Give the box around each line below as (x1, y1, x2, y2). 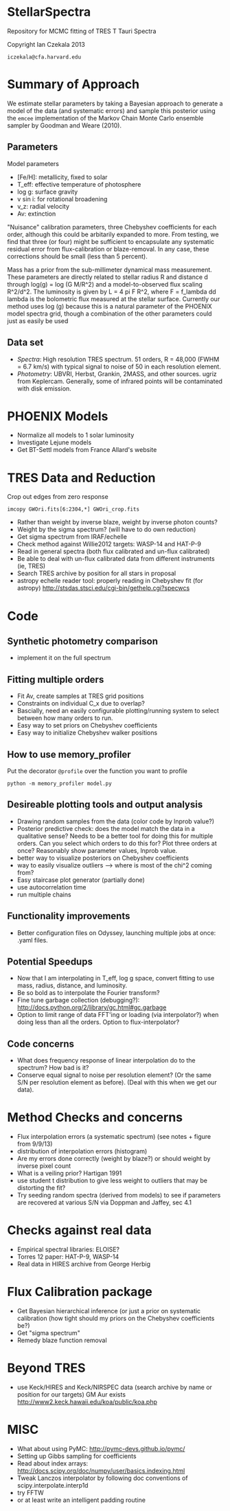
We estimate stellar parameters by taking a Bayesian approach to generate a (7, 99, 223, 107)
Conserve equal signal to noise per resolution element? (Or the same (16, 1071, 211, 1079)
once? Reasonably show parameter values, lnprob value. (16, 846, 178, 854)
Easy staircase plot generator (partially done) (16, 876, 146, 884)
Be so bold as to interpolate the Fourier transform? (16, 989, 160, 997)
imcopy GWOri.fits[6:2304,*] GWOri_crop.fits (7, 506, 139, 513)
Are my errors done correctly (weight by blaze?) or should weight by (16, 1155, 211, 1163)
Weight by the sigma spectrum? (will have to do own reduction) (16, 525, 196, 534)
